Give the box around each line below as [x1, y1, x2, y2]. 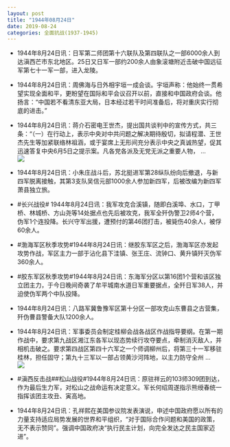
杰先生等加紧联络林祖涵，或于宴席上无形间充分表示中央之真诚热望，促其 [16, 138, 222, 146]
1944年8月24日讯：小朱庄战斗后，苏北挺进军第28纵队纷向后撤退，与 [16, 168, 213, 177]
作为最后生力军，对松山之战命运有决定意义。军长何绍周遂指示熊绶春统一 [16, 383, 222, 392]
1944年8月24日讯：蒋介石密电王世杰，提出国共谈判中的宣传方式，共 [16, 121, 211, 129]
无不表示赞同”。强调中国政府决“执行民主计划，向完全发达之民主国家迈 [16, 424, 216, 432]
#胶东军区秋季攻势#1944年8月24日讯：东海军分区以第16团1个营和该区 [16, 272, 216, 281]
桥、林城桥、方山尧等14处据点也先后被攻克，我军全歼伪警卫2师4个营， [16, 209, 218, 217]
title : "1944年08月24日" [7, 17, 76, 23]
